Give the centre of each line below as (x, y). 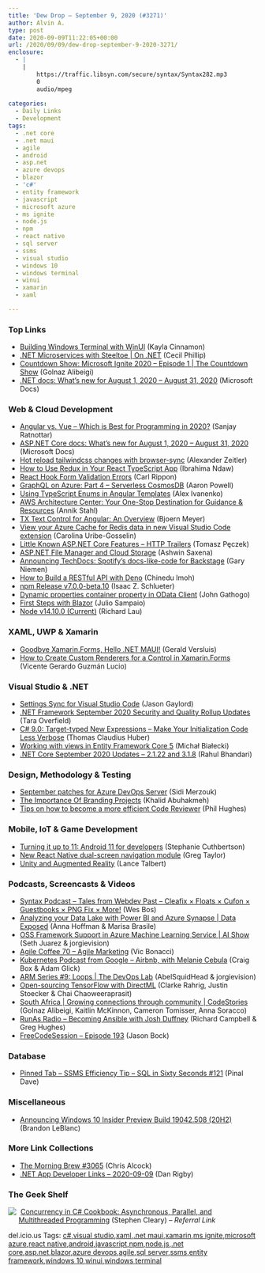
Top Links (27, 329)
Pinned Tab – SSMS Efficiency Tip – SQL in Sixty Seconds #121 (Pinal (131, 1074)
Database (27, 1055)
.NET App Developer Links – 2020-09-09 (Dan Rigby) (106, 1174)
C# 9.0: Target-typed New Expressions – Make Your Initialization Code (134, 729)
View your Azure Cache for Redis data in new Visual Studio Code (125, 528)
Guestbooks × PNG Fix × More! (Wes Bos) (88, 909)
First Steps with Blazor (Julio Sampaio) (82, 603)
